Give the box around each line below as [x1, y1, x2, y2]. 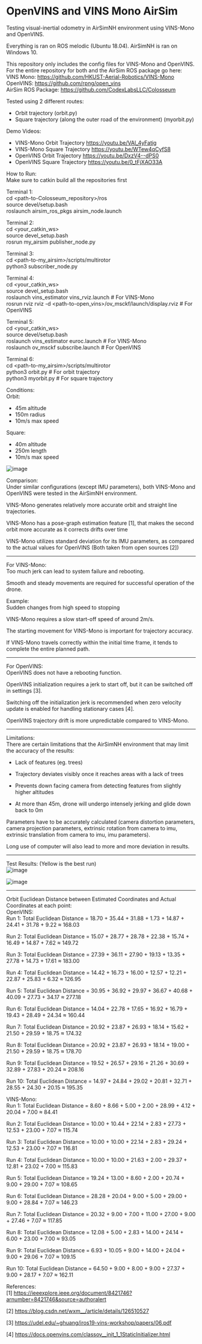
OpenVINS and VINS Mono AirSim [6, 4, 178, 18]
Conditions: [6, 386, 35, 393]
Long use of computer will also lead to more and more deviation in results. [6, 842, 190, 850]
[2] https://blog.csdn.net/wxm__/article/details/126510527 [6, 1307, 149, 1314]
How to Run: [6, 170, 37, 177]
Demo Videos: [6, 127, 41, 134]
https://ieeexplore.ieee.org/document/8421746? [13, 1289, 132, 1296]
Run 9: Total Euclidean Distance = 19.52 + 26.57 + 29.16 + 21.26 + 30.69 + [6, 1059, 189, 1067]
